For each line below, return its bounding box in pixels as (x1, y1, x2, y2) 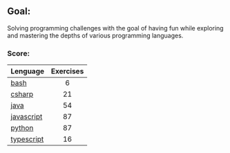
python (10, 123, 34, 133)
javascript (10, 112, 43, 122)
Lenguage (10, 66, 45, 76)
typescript (10, 134, 44, 144)
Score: (7, 48, 30, 58)
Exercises (50, 66, 84, 76)
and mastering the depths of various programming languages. (7, 31, 184, 39)
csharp (10, 89, 34, 99)
